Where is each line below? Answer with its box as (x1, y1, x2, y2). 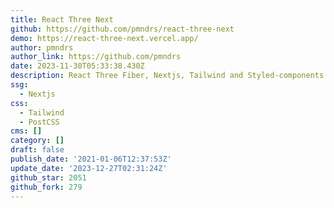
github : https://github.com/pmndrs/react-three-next (10, 24, 235, 34)
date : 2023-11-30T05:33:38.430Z (10, 61, 145, 71)
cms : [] (10, 126, 43, 136)
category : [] (10, 136, 65, 146)
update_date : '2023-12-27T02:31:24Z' (10, 163, 168, 173)
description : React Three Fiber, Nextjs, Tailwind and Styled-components (10, 71, 325, 81)
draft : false (10, 145, 65, 155)
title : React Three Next (10, 14, 114, 25)
